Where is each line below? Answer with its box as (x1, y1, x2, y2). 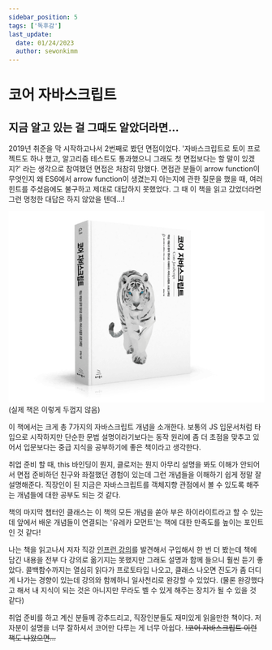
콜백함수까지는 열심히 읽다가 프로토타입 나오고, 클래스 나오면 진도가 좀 (25, 565, 247, 575)
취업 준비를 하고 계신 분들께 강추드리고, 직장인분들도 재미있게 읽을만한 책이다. (8, 613, 253, 622)
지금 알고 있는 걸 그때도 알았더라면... (8, 120, 179, 134)
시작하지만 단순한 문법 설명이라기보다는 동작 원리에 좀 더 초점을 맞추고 (29, 433, 252, 442)
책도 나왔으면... (8, 633, 57, 643)
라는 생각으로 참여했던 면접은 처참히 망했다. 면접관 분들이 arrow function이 (23, 164, 260, 174)
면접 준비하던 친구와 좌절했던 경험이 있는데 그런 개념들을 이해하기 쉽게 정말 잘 (16, 470, 262, 480)
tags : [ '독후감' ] (8, 21, 63, 30)
